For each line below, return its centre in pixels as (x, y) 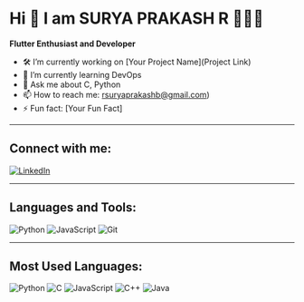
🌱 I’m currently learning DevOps (82, 74)
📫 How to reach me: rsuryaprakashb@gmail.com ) (116, 94)
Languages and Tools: (73, 208)
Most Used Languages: (76, 266)
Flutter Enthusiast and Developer (72, 44)
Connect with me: (61, 149)
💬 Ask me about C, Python (71, 84)
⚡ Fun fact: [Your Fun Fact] (72, 108)
